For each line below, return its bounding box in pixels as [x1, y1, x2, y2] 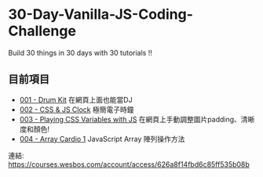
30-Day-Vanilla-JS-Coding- [8, 5, 194, 23]
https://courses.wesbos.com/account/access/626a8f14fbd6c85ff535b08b [8, 159, 250, 169]
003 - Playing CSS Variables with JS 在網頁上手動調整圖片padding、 [19, 114, 242, 124]
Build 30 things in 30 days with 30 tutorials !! [8, 48, 153, 57]
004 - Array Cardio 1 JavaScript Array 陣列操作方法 [19, 134, 185, 143]
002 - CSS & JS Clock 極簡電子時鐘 [19, 104, 134, 114]
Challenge [8, 22, 77, 40]
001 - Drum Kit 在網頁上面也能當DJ [19, 95, 133, 104]
